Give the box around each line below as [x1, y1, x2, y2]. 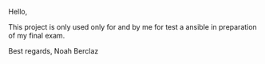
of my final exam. [8, 31, 65, 40]
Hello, [8, 7, 28, 16]
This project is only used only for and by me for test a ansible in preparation [8, 22, 257, 31]
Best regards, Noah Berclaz [8, 46, 99, 55]
